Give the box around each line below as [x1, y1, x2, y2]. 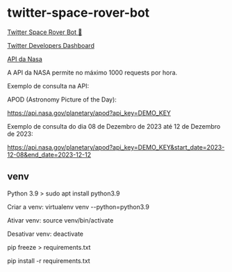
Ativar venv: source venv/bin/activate [7, 216, 114, 224]
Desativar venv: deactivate [7, 230, 83, 238]
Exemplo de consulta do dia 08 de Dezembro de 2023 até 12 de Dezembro [7, 122, 221, 130]
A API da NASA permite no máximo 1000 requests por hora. [7, 68, 178, 77]
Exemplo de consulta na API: [7, 81, 89, 90]
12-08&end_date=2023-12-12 [7, 150, 92, 159]
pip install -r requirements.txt [7, 256, 90, 265]
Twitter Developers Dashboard [7, 41, 95, 49]
